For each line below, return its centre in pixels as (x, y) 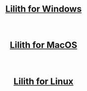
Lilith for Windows (43, 9)
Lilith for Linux (43, 81)
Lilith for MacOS (43, 45)
